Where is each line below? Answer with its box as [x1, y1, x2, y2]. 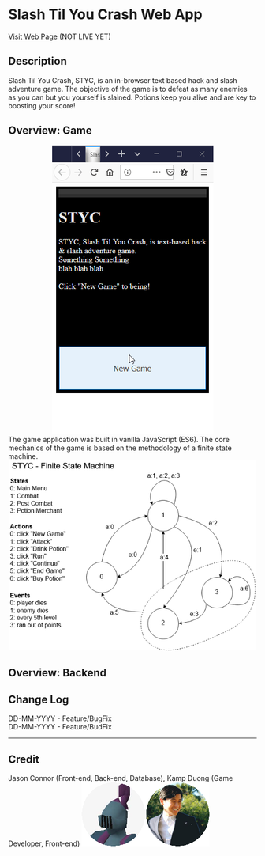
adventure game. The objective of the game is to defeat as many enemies [8, 84, 248, 93]
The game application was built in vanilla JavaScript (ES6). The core [8, 434, 230, 444]
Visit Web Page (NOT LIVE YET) [8, 32, 112, 41]
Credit [8, 752, 39, 766]
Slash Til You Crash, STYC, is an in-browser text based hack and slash [8, 75, 238, 85]
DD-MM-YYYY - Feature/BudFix [8, 722, 112, 732]
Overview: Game [8, 124, 92, 138]
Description [8, 55, 67, 68]
